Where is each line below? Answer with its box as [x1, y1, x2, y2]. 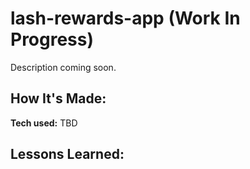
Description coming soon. [10, 61, 117, 73]
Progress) [10, 28, 95, 51]
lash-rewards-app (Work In [10, 7, 241, 30]
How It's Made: [10, 90, 107, 107]
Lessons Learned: [10, 146, 125, 163]
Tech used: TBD [10, 117, 78, 129]
